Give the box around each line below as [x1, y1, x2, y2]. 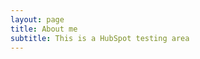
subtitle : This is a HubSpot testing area [10, 33, 190, 43]
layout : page [10, 14, 65, 25]
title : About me [10, 24, 78, 34]
